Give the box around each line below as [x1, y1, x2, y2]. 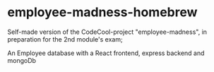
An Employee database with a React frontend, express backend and [7, 49, 205, 57]
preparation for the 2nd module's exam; [7, 35, 123, 43]
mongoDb [7, 56, 37, 64]
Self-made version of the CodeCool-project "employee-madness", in [7, 28, 207, 36]
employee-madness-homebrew [7, 4, 198, 20]
